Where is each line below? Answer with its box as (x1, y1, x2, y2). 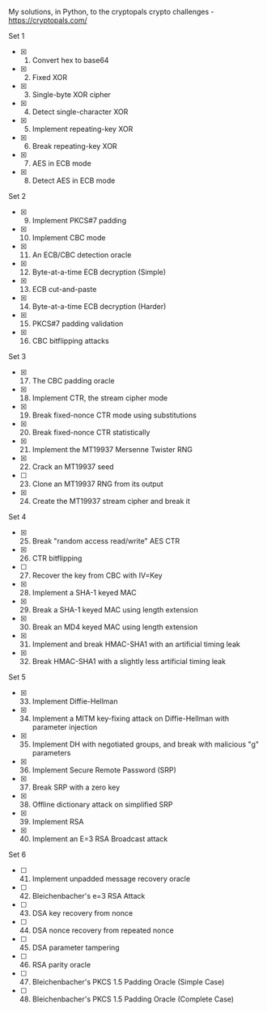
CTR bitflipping (32, 553, 83, 563)
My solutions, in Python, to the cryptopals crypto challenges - (8, 7, 214, 16)
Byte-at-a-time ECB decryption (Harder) (32, 302, 167, 311)
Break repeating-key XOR (32, 142, 117, 150)
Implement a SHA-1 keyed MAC (32, 588, 137, 597)
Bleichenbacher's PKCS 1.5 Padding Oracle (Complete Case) (32, 994, 235, 1004)
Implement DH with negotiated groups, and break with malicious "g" (32, 739, 260, 749)
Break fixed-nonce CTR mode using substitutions (32, 410, 197, 420)
